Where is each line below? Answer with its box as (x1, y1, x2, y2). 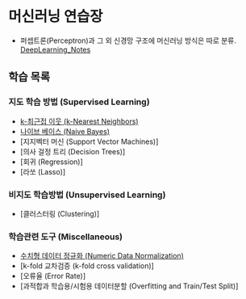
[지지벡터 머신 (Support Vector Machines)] (19, 137, 159, 146)
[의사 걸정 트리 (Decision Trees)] (19, 146, 126, 156)
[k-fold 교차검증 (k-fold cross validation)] (19, 261, 155, 271)
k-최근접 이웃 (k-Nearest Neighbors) (19, 116, 139, 126)
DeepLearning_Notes (19, 44, 91, 54)
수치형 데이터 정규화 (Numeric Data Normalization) (19, 251, 184, 261)
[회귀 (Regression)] (19, 157, 83, 166)
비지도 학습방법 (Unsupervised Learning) (8, 189, 166, 200)
